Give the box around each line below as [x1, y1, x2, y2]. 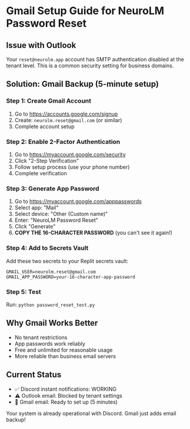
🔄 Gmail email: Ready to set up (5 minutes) [14, 398, 118, 405]
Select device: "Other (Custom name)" [14, 211, 108, 218]
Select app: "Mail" [14, 204, 59, 211]
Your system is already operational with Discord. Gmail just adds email [6, 410, 176, 417]
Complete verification [14, 169, 68, 176]
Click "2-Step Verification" [14, 157, 79, 164]
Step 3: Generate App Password [6, 184, 99, 192]
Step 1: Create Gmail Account [6, 97, 92, 105]
